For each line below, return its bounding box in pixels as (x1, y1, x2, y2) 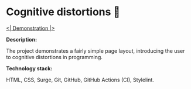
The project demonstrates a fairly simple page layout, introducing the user (6, 47, 185, 54)
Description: (6, 36, 37, 43)
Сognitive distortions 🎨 (6, 5, 121, 19)
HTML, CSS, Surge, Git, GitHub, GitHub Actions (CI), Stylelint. (6, 76, 154, 83)
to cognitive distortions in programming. (6, 53, 103, 60)
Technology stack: (6, 64, 53, 72)
